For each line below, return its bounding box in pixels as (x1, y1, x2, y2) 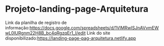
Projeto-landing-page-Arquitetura (5, 3, 149, 15)
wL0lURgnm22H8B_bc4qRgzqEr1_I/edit (5, 30, 86, 36)
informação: (5, 24, 30, 30)
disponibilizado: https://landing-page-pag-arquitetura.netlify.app (5, 35, 136, 41)
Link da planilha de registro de (5, 20, 67, 25)
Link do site (86, 30, 110, 36)
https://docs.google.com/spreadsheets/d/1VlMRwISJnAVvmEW (29, 24, 159, 30)
